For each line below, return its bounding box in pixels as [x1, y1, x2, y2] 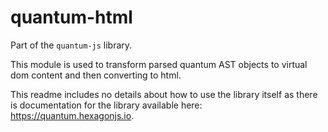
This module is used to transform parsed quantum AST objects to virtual [10, 58, 308, 70]
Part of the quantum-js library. [10, 39, 133, 51]
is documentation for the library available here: [10, 99, 203, 111]
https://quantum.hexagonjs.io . [10, 109, 135, 121]
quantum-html [10, 6, 133, 29]
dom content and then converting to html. [10, 69, 182, 81]
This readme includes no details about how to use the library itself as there [10, 88, 318, 100]
